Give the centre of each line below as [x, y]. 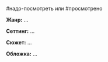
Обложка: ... [22, 54]
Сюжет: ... [19, 42]
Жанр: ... [17, 20]
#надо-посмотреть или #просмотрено [54, 8]
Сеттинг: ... [20, 31]
